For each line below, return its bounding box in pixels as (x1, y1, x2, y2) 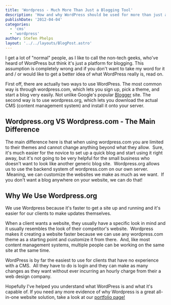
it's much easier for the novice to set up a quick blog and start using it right (5, 149, 163, 156)
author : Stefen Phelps (5, 36, 53, 41)
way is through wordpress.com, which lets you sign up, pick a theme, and (5, 86, 160, 92)
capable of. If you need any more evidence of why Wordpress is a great (5, 289, 155, 295)
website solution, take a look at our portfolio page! (20, 294, 126, 300)
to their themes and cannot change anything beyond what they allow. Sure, (5, 144, 164, 150)
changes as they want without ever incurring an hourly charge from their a (5, 268, 161, 274)
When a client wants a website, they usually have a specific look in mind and (5, 220, 166, 226)
